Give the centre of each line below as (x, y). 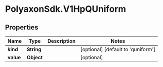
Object (35, 57)
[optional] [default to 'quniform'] (118, 49)
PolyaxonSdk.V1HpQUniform (66, 9)
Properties (22, 27)
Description (61, 41)
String (34, 49)
